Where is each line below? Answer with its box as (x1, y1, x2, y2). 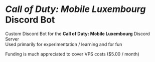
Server (5, 36, 19, 42)
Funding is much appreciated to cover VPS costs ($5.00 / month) (5, 51, 139, 57)
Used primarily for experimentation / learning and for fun (5, 41, 122, 47)
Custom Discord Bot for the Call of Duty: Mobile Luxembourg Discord (5, 30, 150, 36)
